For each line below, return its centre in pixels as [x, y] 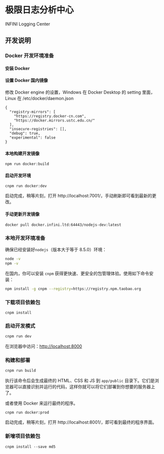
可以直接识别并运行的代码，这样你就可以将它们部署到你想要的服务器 [82, 387]
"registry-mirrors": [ [33, 112]
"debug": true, [25, 133]
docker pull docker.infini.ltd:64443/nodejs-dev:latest [63, 225]
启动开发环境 [18, 175]
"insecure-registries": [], [38, 129]
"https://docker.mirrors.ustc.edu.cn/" [55, 120]
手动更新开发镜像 [22, 214]
